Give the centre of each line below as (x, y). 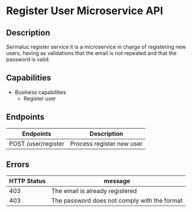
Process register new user (106, 143)
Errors (18, 164)
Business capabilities (40, 92)
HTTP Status (27, 181)
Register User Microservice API (85, 11)
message (117, 181)
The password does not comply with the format (117, 201)
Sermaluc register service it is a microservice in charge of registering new (96, 47)
